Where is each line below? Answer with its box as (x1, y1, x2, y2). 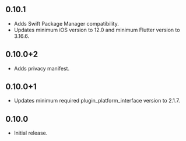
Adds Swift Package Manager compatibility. (13, 20, 119, 27)
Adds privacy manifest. (13, 65, 70, 72)
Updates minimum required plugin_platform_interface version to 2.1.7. (13, 97, 180, 104)
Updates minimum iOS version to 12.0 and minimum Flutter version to (13, 26, 180, 33)
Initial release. (13, 129, 48, 136)
